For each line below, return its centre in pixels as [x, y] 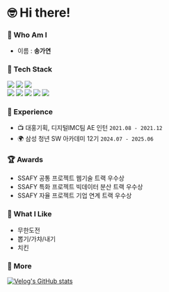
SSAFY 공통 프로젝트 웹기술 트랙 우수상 [71, 178]
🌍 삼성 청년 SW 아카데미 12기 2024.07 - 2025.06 [86, 139]
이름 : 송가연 [34, 51]
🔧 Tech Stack [30, 70]
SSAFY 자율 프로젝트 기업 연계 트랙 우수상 [74, 195]
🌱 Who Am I [27, 35]
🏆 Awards [25, 160]
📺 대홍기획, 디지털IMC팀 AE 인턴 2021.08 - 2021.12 [90, 128]
